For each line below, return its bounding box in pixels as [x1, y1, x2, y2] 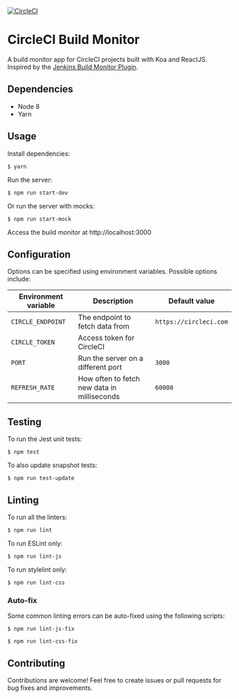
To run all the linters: [7, 513, 68, 521]
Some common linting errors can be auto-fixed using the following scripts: [7, 612, 225, 620]
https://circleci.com [155, 318, 228, 326]
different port [78, 363, 122, 373]
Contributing [7, 657, 65, 669]
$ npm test [7, 449, 40, 456]
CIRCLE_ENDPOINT [11, 318, 66, 326]
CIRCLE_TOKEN [11, 338, 55, 346]
